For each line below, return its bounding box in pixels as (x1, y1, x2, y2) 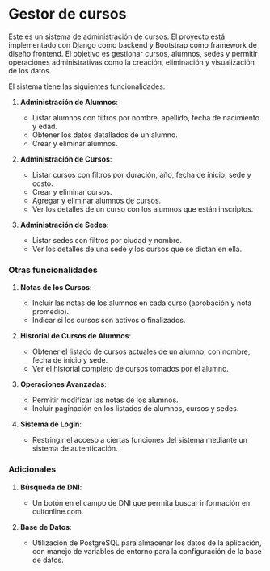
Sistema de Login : (19, 419, 82, 429)
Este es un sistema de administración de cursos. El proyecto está (8, 31, 226, 41)
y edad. (32, 121, 58, 131)
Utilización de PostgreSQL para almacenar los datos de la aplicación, (32, 538, 262, 548)
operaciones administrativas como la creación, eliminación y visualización (8, 57, 255, 67)
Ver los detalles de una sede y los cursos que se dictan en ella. (32, 244, 243, 254)
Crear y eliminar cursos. (32, 187, 112, 196)
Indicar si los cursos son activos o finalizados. (32, 316, 186, 325)
